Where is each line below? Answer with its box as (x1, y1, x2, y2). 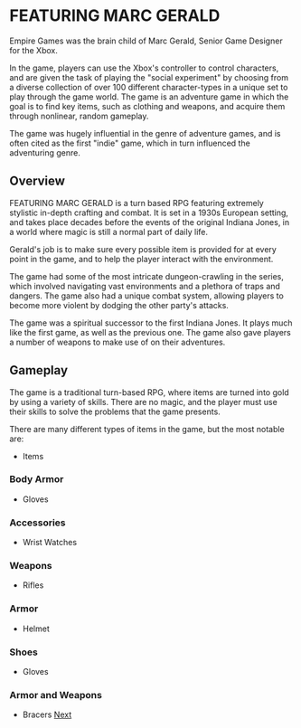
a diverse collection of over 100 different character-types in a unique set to (9, 81, 288, 92)
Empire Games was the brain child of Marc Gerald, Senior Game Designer (9, 35, 283, 46)
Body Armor (9, 473, 64, 486)
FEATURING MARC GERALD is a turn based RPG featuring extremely (9, 197, 264, 208)
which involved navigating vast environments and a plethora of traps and (9, 280, 280, 291)
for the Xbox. (9, 44, 59, 55)
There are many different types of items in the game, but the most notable (9, 423, 285, 434)
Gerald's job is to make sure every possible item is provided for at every (9, 243, 277, 254)
